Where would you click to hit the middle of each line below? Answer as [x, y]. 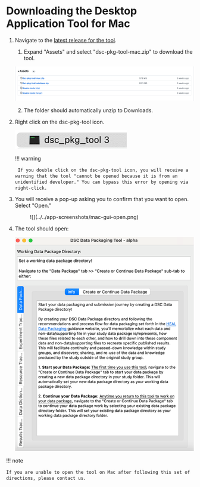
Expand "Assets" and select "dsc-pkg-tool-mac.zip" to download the [108, 51]
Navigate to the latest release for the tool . [65, 40]
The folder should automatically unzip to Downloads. [88, 110]
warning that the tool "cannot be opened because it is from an [96, 176]
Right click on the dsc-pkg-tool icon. [60, 122]
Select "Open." [33, 205]
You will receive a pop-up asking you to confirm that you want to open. [102, 199]
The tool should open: [42, 229]
